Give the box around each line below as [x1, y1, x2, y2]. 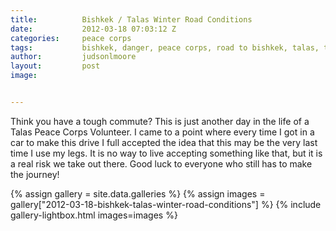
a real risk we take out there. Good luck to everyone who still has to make [10, 157, 313, 170]
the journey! [10, 168, 60, 180]
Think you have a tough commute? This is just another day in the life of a [10, 115, 310, 127]
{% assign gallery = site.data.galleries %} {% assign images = [10, 187, 266, 200]
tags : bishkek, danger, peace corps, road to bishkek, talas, [10, 42, 320, 53]
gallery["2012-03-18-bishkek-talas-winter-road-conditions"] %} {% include [10, 198, 322, 210]
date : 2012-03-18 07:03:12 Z [10, 24, 177, 34]
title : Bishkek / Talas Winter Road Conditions [10, 14, 253, 25]
